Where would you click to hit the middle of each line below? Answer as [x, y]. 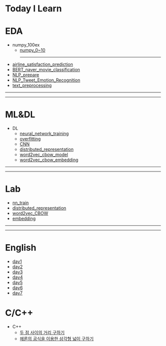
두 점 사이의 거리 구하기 [42, 332]
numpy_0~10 [32, 50]
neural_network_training [44, 133]
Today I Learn [34, 9]
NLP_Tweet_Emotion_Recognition [46, 80]
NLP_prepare [26, 75]
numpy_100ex [26, 45]
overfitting [30, 139]
